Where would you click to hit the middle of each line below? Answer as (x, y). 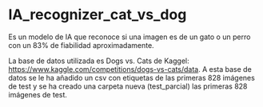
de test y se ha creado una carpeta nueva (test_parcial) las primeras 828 (128, 86)
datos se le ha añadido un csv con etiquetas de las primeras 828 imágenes (132, 77)
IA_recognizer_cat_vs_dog (98, 15)
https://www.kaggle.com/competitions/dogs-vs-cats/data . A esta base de (130, 69)
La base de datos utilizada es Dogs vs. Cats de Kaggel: (99, 61)
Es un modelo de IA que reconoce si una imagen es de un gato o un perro (130, 37)
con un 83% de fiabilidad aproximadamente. (81, 45)
